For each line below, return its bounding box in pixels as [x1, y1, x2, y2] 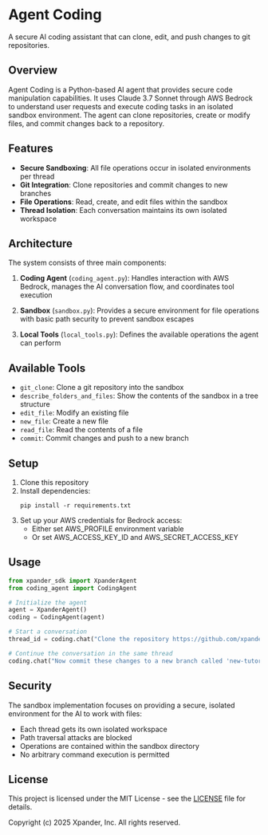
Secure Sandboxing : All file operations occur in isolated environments [19, 163, 251, 172]
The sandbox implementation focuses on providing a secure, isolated [8, 700, 235, 710]
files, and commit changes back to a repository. [8, 118, 165, 128]
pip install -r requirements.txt [19, 502, 132, 510]
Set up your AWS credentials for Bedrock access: [19, 516, 183, 525]
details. [8, 802, 33, 812]
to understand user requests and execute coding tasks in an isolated [8, 101, 234, 111]
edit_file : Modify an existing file [19, 408, 129, 418]
